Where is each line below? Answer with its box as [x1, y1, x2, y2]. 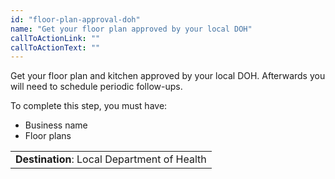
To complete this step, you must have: [10, 100, 168, 112]
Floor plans [24, 130, 72, 142]
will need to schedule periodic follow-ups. [10, 81, 183, 93]
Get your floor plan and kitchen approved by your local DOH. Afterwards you [10, 70, 326, 82]
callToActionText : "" [10, 42, 101, 53]
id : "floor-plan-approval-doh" [10, 14, 141, 25]
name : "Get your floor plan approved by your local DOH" [10, 24, 253, 34]
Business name [24, 119, 88, 131]
